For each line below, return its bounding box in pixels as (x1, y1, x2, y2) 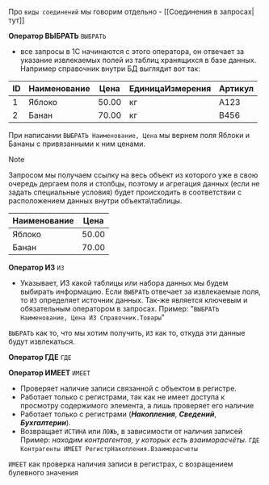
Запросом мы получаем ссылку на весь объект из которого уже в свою (8, 170, 258, 180)
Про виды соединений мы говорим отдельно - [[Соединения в (8, 7, 218, 16)
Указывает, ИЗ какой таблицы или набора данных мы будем (19, 278, 229, 287)
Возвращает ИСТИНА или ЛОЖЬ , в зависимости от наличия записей (19, 427, 243, 436)
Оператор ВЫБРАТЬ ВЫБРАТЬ (8, 31, 107, 40)
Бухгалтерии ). (19, 418, 71, 427)
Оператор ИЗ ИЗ (8, 262, 65, 272)
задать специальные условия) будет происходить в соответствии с (8, 187, 242, 197)
